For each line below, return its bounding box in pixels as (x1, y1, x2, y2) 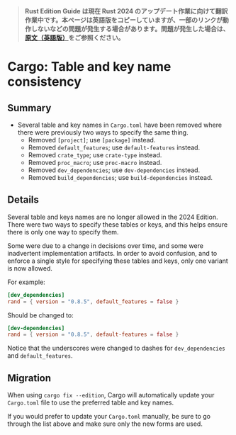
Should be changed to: (7, 311, 74, 320)
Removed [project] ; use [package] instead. (28, 136, 156, 144)
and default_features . (7, 351, 73, 360)
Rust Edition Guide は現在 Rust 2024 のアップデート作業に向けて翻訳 (24, 7, 228, 15)
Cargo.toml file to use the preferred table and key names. (7, 398, 174, 407)
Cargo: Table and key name (7, 59, 172, 75)
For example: (7, 278, 46, 286)
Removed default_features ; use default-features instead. (28, 143, 201, 152)
